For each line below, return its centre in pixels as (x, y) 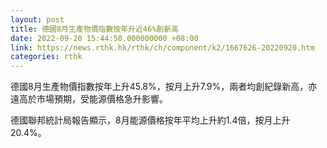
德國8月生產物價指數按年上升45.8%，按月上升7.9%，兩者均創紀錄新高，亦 (164, 87)
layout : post (37, 19)
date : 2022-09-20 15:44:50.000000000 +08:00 (104, 38)
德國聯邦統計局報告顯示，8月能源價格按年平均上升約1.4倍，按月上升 (150, 120)
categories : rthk (46, 57)
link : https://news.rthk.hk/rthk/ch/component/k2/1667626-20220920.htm (162, 47)
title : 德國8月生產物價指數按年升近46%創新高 (95, 29)
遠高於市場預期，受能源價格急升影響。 (89, 99)
